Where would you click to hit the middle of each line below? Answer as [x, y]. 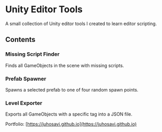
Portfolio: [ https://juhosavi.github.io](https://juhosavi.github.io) [71, 124]
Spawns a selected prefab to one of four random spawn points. [72, 90]
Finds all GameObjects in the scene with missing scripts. [65, 65]
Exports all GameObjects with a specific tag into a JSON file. [69, 114]
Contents [20, 40]
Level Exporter [24, 103]
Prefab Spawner [26, 79]
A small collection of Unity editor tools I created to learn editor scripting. [81, 24]
